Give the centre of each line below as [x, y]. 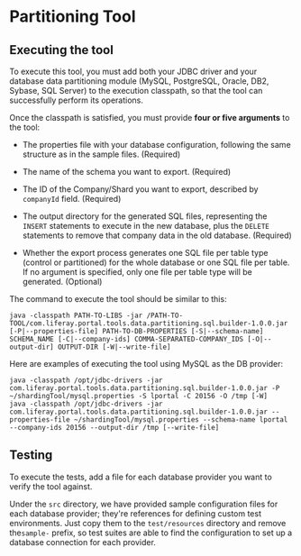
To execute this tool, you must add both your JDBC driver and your [133, 71]
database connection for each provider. [82, 542]
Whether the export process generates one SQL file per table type [145, 253]
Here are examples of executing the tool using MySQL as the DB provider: [146, 364]
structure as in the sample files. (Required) [101, 154]
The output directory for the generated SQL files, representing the [145, 216]
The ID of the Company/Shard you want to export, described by [140, 189]
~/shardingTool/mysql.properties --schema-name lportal [181, 420]
